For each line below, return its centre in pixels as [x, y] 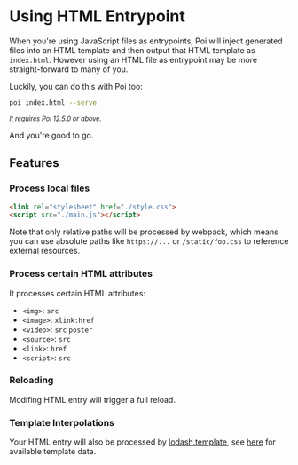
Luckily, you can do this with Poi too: [76, 86]
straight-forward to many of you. [69, 69]
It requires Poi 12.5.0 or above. [55, 118]
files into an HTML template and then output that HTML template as [132, 50]
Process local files [50, 188]
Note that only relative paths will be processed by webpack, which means [144, 232]
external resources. [45, 251]
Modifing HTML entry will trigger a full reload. [92, 399]
